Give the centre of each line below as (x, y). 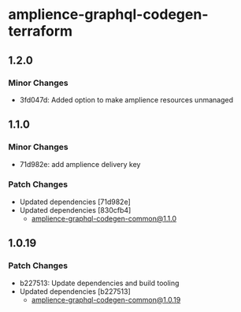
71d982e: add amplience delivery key (80, 164)
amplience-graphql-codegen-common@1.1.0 (104, 218)
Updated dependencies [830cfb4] (75, 210)
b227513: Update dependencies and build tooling (99, 283)
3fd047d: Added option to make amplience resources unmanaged (126, 99)
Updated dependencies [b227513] (75, 291)
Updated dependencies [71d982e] (75, 202)
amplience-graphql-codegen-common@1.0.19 (106, 299)
